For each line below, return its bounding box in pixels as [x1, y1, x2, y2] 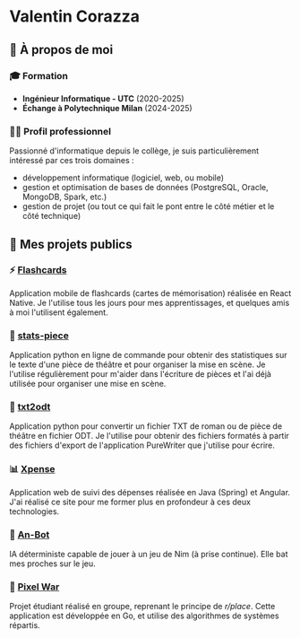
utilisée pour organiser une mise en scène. [9, 379, 167, 389]
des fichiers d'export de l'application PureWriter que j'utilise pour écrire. [9, 440, 276, 450]
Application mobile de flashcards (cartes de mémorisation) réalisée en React [9, 287, 292, 298]
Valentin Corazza [9, 6, 141, 27]
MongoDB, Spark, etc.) [21, 191, 107, 203]
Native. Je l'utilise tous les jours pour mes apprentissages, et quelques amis [9, 297, 290, 308]
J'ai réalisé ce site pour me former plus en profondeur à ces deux [9, 496, 251, 507]
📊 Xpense [9, 463, 56, 476]
